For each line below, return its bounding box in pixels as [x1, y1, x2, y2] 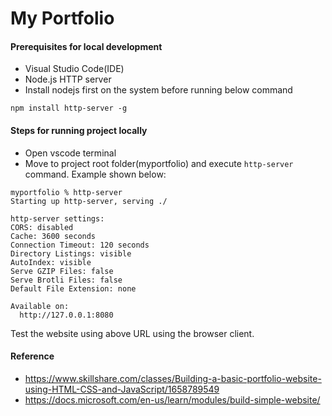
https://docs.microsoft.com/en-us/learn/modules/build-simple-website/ [24, 393, 321, 406]
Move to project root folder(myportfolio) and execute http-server [24, 157, 294, 169]
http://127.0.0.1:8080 [19, 310, 114, 320]
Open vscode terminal [24, 147, 117, 159]
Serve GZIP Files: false [10, 266, 114, 276]
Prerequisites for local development [10, 40, 163, 52]
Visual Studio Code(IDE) [24, 63, 125, 75]
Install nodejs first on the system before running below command [24, 84, 293, 96]
